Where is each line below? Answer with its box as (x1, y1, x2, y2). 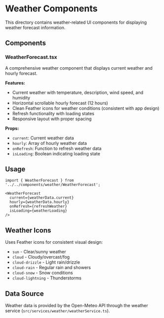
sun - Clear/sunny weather (12, 249, 66, 255)
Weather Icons (5, 226, 51, 234)
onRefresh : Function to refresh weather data (12, 145, 102, 151)
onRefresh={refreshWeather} (9, 204, 68, 209)
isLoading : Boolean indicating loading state (12, 150, 100, 156)
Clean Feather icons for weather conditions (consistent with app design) (12, 105, 160, 111)
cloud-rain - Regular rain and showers (12, 265, 91, 271)
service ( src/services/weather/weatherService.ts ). (5, 308, 110, 314)
